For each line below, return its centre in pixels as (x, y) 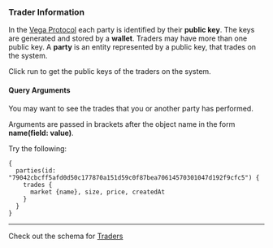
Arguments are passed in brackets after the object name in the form (122, 124)
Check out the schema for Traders (66, 236)
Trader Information (47, 12)
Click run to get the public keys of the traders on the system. (110, 72)
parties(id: (36, 170)
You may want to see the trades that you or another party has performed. (131, 108)
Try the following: (38, 148)
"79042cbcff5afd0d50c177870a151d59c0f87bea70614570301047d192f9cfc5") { (134, 177)
